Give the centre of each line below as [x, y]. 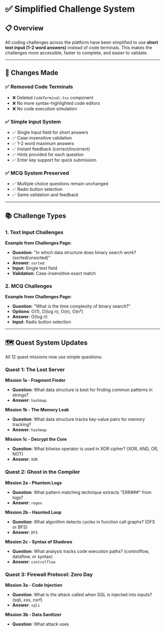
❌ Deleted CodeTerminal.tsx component [53, 97]
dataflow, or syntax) [32, 556]
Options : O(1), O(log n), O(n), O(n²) [48, 312]
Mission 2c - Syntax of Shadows [39, 542]
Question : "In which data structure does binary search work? [74, 252]
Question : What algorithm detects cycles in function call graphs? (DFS [83, 521]
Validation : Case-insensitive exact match [54, 273]
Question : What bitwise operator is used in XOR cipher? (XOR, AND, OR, [85, 449]
